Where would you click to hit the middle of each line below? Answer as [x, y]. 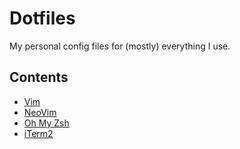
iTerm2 [38, 133]
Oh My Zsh [46, 123]
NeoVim [40, 112]
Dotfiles [42, 18]
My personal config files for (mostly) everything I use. [120, 46]
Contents [39, 77]
